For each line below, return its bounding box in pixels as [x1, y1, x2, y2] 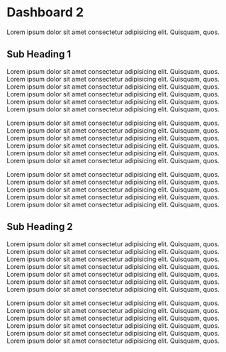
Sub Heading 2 [6, 221, 74, 233]
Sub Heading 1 [6, 48, 72, 60]
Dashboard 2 [6, 4, 84, 21]
